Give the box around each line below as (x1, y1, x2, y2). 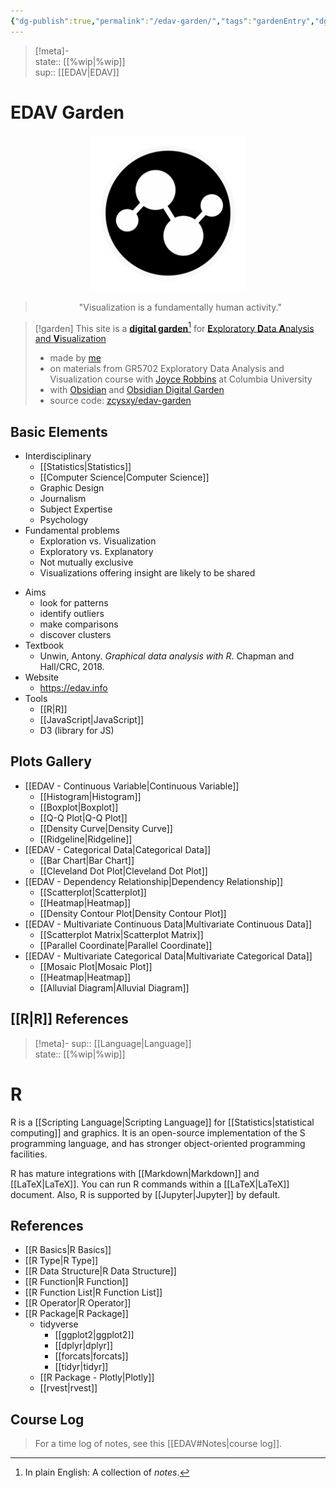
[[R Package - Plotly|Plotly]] (39, 1371, 155, 1384)
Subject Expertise (39, 503, 113, 515)
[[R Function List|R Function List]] (24, 1286, 163, 1299)
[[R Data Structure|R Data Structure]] (24, 1265, 177, 1277)
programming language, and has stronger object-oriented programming (10, 1137, 306, 1149)
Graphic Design (39, 482, 105, 494)
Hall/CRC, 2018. (39, 661, 105, 673)
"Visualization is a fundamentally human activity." (78, 301, 282, 313)
